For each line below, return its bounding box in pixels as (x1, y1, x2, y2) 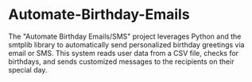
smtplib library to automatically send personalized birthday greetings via (8, 39, 245, 49)
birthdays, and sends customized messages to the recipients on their (8, 57, 235, 66)
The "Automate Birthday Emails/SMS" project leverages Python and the (8, 32, 242, 41)
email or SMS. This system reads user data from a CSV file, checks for (8, 48, 239, 58)
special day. (8, 65, 48, 74)
